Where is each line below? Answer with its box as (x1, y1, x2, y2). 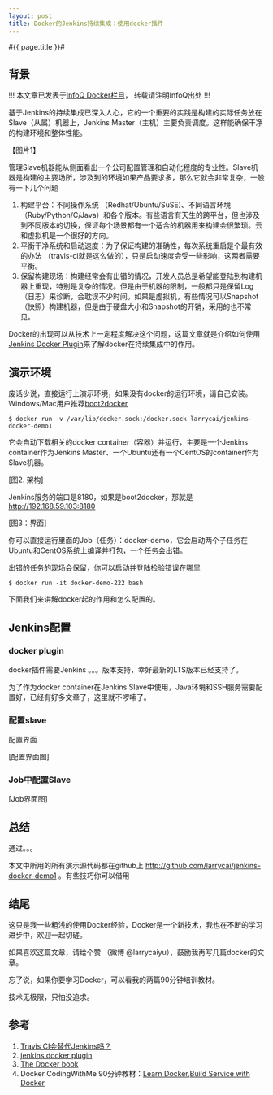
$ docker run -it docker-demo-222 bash (8, 579, 144, 588)
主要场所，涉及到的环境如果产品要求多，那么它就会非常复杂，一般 (43, 172, 265, 183)
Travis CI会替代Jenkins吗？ (19, 1041, 112, 1051)
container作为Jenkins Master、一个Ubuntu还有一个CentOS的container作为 (8, 448, 259, 458)
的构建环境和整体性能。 (8, 128, 87, 138)
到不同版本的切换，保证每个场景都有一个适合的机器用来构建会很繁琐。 (19, 220, 256, 230)
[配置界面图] (8, 752, 50, 762)
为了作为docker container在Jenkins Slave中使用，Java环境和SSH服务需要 (8, 682, 256, 692)
